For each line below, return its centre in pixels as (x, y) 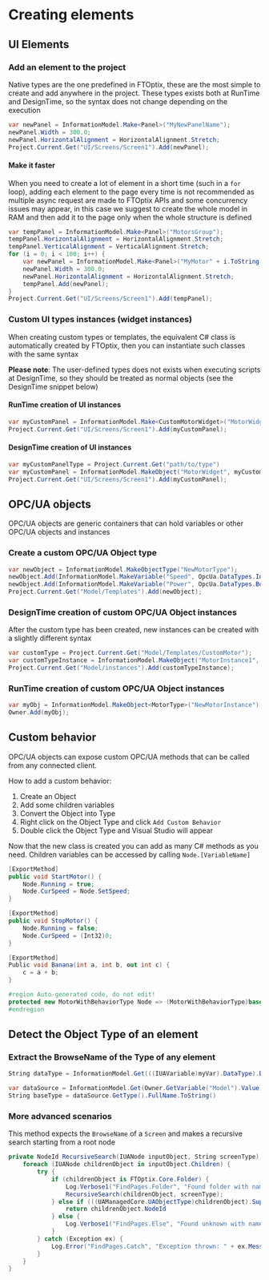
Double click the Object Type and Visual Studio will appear (116, 830)
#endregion (26, 1009)
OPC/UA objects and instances (59, 532)
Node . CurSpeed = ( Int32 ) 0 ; (68, 935)
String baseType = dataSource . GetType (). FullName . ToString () (112, 1096)
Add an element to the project (67, 67)
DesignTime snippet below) (53, 386)
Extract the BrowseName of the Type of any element (112, 1057)
